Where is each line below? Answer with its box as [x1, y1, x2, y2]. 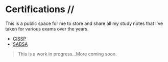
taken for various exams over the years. [5, 25, 89, 32]
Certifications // [5, 4, 75, 15]
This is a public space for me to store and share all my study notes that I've [5, 20, 163, 26]
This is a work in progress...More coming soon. [17, 51, 117, 57]
